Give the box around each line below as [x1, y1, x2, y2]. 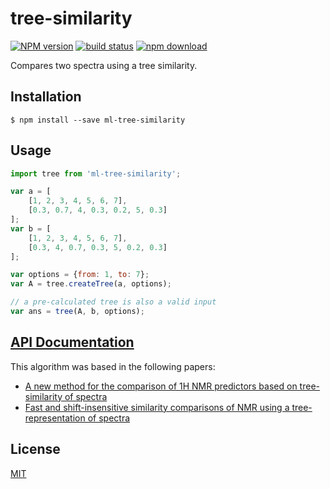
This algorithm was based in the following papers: [10, 360, 216, 372]
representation [24, 412, 86, 424]
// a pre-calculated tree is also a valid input [10, 297, 217, 307]
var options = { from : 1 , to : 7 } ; [10, 270, 150, 280]
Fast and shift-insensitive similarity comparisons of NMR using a [24, 401, 290, 413]
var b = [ [10, 223, 52, 234]
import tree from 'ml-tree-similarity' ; [10, 168, 182, 179]
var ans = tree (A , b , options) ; [10, 307, 145, 317]
